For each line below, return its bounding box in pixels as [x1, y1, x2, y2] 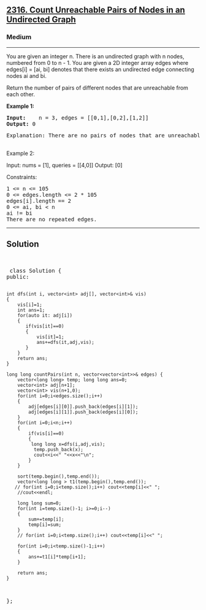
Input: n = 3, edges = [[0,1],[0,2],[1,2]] [6, 114, 149, 121]
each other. [6, 90, 36, 97]
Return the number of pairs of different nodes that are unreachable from [6, 84, 189, 91]
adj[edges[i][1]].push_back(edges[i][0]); [28, 409, 139, 415]
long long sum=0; [17, 500, 62, 506]
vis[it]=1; [36, 334, 64, 340]
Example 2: [6, 150, 35, 157]
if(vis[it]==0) [25, 323, 64, 329]
